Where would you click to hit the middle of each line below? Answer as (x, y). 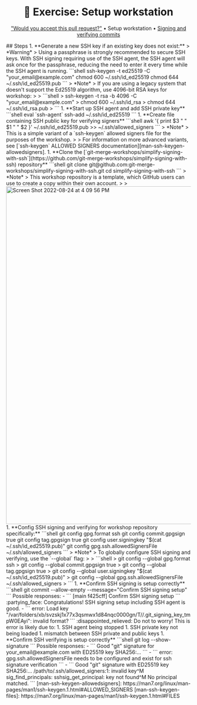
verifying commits (98, 34)
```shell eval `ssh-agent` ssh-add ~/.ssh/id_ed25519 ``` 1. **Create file (90, 115)
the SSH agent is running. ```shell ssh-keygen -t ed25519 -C (78, 70)
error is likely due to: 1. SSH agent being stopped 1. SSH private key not (92, 627)
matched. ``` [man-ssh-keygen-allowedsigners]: (64, 683)
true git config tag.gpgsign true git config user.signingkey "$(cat (84, 539)
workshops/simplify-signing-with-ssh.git (55, 170)
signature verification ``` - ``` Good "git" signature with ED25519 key (87, 664)
